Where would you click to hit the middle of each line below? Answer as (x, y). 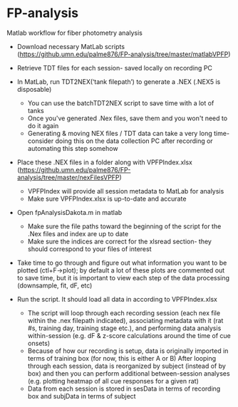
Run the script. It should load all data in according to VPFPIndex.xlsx (117, 299)
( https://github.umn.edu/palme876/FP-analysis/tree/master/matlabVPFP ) (124, 54)
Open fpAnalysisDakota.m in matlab (69, 212)
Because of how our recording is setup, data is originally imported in (128, 351)
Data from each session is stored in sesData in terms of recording (124, 388)
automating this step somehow (73, 148)
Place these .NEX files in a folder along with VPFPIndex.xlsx (105, 162)
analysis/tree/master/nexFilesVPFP (68, 177)
